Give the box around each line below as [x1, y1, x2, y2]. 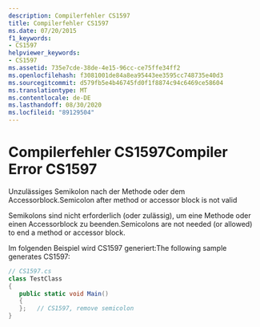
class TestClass [8, 274, 62, 283]
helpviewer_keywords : [8, 49, 81, 57]
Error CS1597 [8, 160, 98, 179]
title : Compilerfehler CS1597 [8, 19, 110, 27]
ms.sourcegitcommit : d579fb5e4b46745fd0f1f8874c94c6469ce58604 [8, 79, 224, 87]
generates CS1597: [8, 252, 70, 261]
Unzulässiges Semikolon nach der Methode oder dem [8, 186, 186, 196]
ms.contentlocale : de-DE [8, 94, 91, 102]
